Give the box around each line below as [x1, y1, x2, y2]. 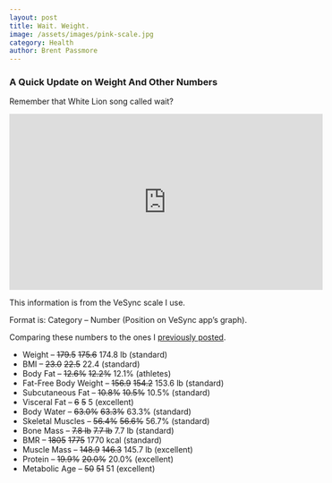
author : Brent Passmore [9, 47, 98, 55]
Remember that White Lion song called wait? [9, 96, 175, 107]
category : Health [9, 38, 74, 47]
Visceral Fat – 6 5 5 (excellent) [21, 397, 134, 408]
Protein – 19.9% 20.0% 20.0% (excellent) [21, 453, 175, 465]
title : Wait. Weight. [9, 21, 90, 30]
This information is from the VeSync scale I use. [9, 297, 186, 309]
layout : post [9, 13, 58, 22]
